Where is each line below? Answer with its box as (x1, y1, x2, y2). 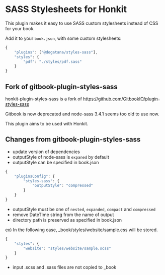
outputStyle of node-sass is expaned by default (12, 154, 109, 160)
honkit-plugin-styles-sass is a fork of (5, 96, 82, 102)
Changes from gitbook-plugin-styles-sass (5, 135, 141, 144)
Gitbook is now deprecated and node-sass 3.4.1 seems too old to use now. (5, 111, 159, 117)
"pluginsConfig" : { (14, 174, 55, 179)
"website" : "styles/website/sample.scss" (23, 246, 112, 251)
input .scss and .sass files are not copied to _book (12, 264, 117, 270)
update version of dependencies (12, 149, 80, 155)
